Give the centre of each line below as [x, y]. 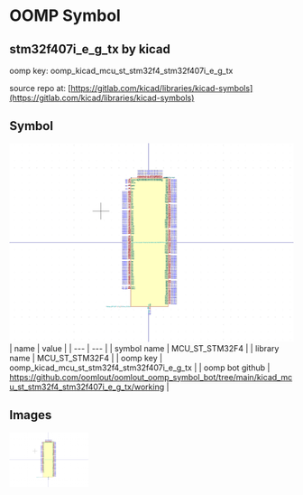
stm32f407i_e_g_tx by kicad [90, 49]
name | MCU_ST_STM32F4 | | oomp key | [86, 358]
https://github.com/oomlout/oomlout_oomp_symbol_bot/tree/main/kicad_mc [151, 377]
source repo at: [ [40, 88]
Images [31, 415]
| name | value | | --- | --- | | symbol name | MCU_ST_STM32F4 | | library [144, 348]
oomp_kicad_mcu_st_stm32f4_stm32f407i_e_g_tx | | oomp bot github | [140, 368]
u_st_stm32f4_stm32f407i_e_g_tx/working [87, 387]
